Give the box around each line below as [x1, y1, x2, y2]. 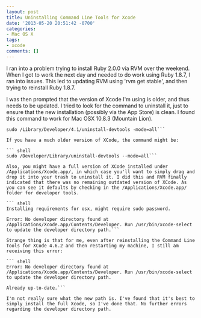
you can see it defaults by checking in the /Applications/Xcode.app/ [6, 185, 187, 191]
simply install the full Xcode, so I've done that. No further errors [6, 301, 187, 307]
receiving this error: [6, 248, 63, 254]
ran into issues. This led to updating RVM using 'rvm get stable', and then [6, 77, 188, 84]
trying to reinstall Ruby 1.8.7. [6, 84, 76, 91]
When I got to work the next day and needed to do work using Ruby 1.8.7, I [6, 71, 191, 78]
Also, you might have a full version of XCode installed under [6, 164, 169, 170]
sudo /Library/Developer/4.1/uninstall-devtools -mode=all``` [6, 126, 165, 133]
